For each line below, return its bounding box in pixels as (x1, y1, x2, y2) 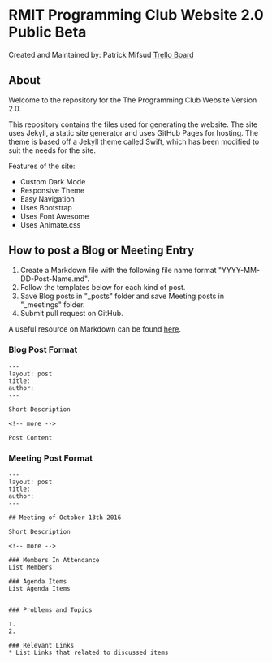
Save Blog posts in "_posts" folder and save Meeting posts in (19, 291, 225, 301)
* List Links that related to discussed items (8, 648, 169, 657)
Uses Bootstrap (19, 202, 73, 212)
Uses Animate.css (19, 219, 81, 229)
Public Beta (8, 23, 87, 41)
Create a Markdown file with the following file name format (19, 265, 217, 275)
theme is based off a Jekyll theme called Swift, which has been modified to (8, 136, 260, 146)
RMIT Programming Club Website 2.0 (8, 6, 264, 24)
